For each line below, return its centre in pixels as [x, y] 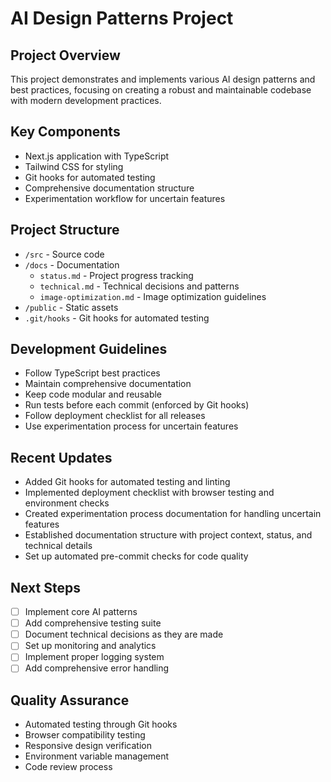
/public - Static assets [71, 307]
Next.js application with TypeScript [97, 156]
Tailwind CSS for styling [74, 166]
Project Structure [65, 230]
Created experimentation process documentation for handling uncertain [173, 514]
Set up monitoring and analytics [90, 646]
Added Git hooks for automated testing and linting [127, 482]
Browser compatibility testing [85, 735]
